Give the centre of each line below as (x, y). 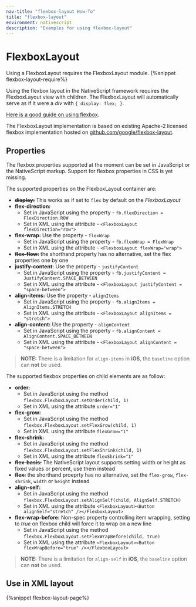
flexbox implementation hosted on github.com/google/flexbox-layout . (90, 132)
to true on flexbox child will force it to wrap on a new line (83, 524)
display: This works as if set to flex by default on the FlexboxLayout (97, 200)
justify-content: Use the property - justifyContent (77, 267)
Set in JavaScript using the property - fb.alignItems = (89, 302)
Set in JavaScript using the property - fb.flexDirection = (93, 213)
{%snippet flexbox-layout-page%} (48, 598)
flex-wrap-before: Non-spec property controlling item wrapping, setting (102, 517)
